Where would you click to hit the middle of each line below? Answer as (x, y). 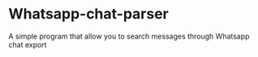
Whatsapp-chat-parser (88, 14)
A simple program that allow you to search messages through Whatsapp (129, 36)
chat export (28, 44)
